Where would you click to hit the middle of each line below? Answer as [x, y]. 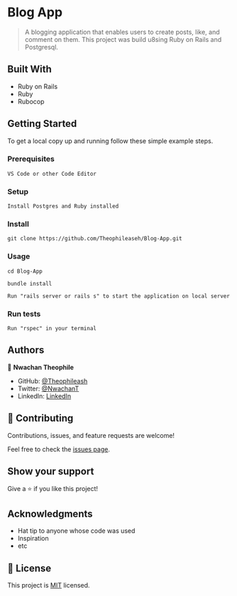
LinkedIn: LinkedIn [44, 396]
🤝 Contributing [40, 418]
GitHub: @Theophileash [53, 381]
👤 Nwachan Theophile [41, 367]
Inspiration [33, 539]
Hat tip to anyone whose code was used [76, 531]
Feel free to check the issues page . [59, 449]
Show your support [51, 472]
